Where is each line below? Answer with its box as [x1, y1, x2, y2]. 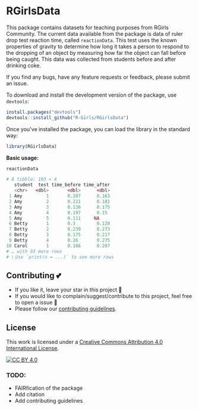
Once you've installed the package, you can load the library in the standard [6, 125, 190, 132]
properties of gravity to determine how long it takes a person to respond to [6, 43, 189, 50]
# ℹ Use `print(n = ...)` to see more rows [6, 254, 114, 260]
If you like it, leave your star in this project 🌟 [14, 286, 122, 293]
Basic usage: [6, 154, 39, 161]
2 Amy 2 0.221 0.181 [8, 198, 111, 204]
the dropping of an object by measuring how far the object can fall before [6, 49, 186, 56]
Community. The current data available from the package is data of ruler [6, 30, 183, 37]
